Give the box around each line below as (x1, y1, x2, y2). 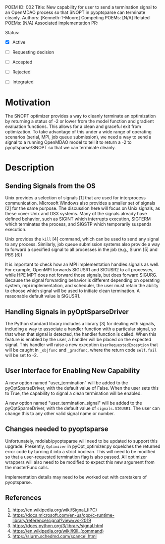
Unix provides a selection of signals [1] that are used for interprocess (5, 195, 146, 201)
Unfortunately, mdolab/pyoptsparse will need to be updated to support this (5, 438, 158, 444)
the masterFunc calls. (5, 464, 50, 470)
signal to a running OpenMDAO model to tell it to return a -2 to (5, 139, 132, 145)
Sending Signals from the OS (5, 181, 96, 190)
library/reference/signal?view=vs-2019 (12, 517, 92, 523)
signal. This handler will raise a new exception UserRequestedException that (5, 342, 158, 348)
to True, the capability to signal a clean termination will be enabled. (5, 390, 142, 396)
